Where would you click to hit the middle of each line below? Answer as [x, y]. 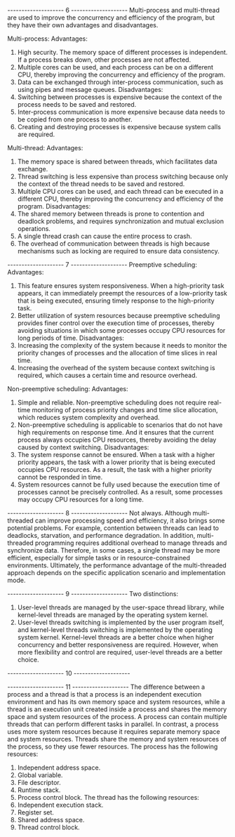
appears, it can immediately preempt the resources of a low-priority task [122, 293]
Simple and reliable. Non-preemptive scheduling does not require [112, 402]
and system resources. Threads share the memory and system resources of [117, 739]
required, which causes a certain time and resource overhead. [107, 375]
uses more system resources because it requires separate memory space [114, 732]
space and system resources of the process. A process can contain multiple [117, 717]
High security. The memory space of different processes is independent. [122, 52]
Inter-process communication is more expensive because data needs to [121, 112]
